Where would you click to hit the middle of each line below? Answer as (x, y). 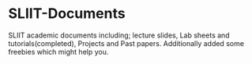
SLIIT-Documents (67, 14)
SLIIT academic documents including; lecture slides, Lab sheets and (119, 35)
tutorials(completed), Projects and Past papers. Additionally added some (126, 43)
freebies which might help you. (58, 52)
